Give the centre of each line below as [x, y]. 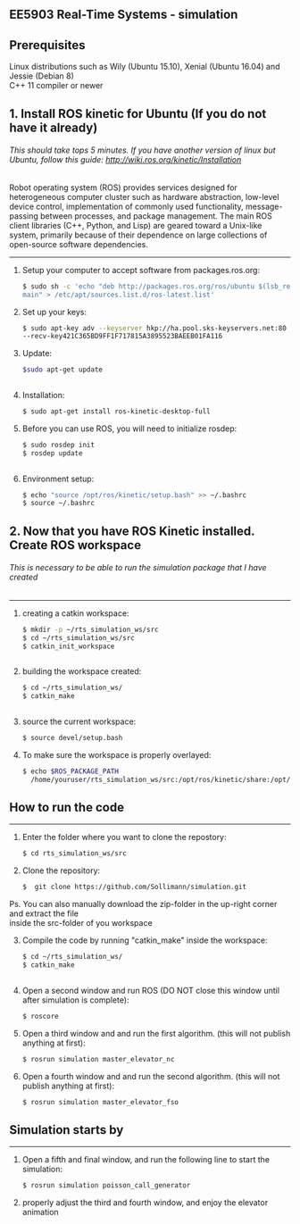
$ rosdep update [52, 453]
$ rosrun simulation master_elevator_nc [98, 1059]
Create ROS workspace [75, 545]
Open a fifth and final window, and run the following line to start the [146, 1160]
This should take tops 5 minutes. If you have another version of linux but [142, 150]
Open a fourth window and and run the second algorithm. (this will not [151, 1076]
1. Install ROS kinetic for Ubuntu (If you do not [138, 114]
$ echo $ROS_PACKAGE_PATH [70, 771]
